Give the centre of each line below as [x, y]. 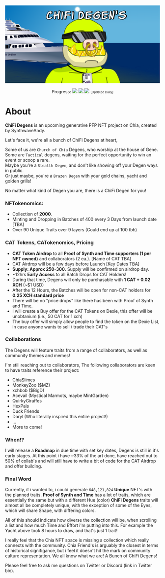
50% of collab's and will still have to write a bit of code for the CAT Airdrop [81, 461]
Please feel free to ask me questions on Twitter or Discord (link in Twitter [79, 566]
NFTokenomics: [24, 203]
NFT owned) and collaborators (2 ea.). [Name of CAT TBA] [72, 258]
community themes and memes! [38, 355]
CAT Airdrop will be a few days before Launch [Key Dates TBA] [76, 264]
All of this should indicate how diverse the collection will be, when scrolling [81, 520]
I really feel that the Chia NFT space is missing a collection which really [77, 540]
